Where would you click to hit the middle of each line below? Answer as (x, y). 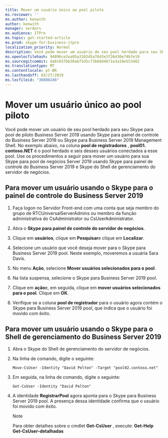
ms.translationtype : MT (30, 66)
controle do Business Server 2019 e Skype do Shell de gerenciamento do (80, 167)
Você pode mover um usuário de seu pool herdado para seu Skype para (79, 129)
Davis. (19, 258)
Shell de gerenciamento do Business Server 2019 (83, 337)
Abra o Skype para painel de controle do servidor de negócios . (78, 228)
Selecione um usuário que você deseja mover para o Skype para (79, 248)
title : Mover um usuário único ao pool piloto (54, 10)
